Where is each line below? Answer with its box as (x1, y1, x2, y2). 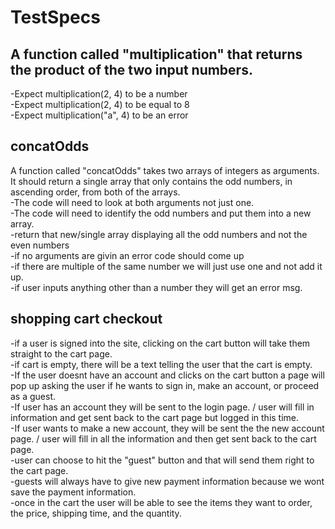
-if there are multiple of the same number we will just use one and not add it (10, 260, 323, 272)
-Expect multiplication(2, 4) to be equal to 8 (10, 99, 190, 110)
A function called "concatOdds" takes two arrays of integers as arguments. (10, 164, 320, 176)
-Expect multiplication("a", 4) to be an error (10, 109, 189, 121)
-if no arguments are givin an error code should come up (10, 249, 245, 261)
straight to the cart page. (10, 347, 113, 360)
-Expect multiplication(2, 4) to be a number (10, 88, 188, 100)
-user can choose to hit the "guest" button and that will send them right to (10, 454, 315, 466)
